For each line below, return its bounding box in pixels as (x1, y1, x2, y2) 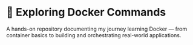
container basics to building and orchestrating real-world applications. (6, 31, 182, 38)
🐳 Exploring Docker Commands (6, 5, 166, 19)
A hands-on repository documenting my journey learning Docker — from (6, 25, 188, 32)
